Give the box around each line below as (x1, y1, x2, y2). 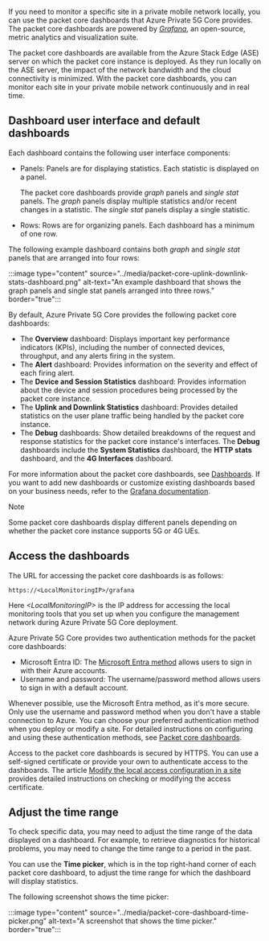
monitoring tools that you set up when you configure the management (8, 609, 239, 618)
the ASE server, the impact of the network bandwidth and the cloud (8, 65, 231, 75)
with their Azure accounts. (19, 665, 108, 675)
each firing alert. (19, 368, 75, 377)
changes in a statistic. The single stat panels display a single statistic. (19, 204, 251, 214)
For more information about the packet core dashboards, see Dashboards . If (8, 469, 261, 479)
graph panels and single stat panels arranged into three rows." (8, 286, 215, 295)
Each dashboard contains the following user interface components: (8, 148, 230, 158)
